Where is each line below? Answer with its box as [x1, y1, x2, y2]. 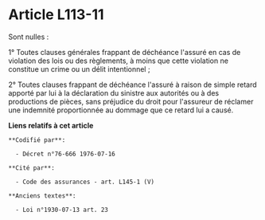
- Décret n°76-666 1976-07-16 [15, 150, 115, 158]
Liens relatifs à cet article [8, 120, 94, 130]
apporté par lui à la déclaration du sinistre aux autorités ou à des [8, 88, 220, 97]
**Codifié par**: [8, 136, 66, 144]
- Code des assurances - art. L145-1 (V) [15, 178, 155, 186]
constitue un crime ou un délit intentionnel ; [8, 64, 150, 73]
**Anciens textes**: [8, 191, 77, 200]
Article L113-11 [8, 6, 105, 24]
